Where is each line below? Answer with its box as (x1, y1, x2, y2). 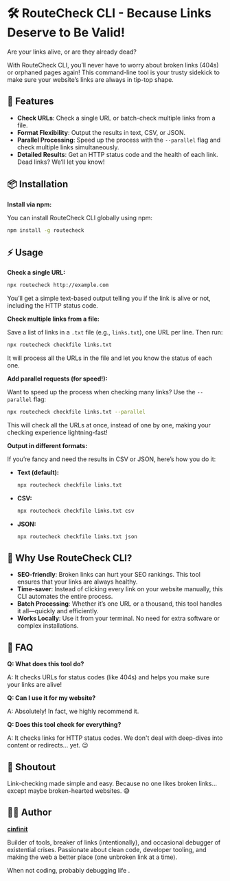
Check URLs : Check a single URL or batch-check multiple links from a (16, 114, 216, 122)
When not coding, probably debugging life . (7, 866, 130, 874)
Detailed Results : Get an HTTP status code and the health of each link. (16, 150, 218, 158)
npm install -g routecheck (7, 226, 84, 234)
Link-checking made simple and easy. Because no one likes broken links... (7, 779, 218, 787)
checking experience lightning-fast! (7, 428, 108, 436)
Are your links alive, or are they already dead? (7, 47, 137, 56)
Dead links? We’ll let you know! (16, 158, 105, 166)
